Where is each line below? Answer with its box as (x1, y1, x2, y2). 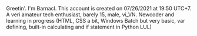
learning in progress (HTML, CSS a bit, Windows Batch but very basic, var (6, 17, 185, 24)
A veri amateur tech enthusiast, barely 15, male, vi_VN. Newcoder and (6, 11, 175, 18)
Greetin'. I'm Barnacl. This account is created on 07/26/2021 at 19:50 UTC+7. (6, 5, 192, 12)
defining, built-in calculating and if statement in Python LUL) (6, 23, 152, 30)
